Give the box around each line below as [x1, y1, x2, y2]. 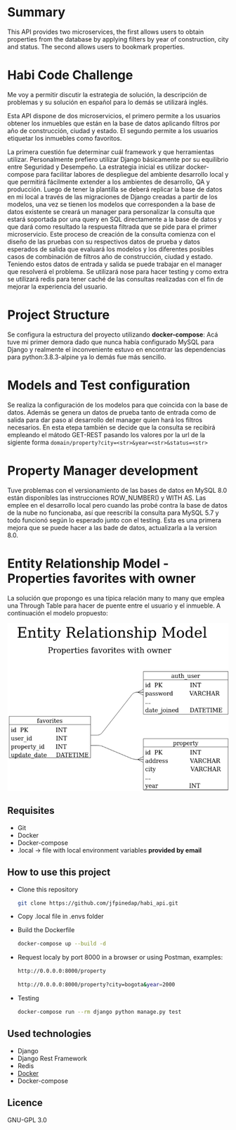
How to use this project [7, 867, 111, 879]
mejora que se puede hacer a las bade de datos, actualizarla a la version [7, 523, 217, 532]
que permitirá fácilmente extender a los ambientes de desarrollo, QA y [7, 177, 211, 186]
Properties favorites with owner [7, 570, 196, 586]
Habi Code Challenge [7, 68, 133, 83]
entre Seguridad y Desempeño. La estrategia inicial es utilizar [7, 163, 185, 171]
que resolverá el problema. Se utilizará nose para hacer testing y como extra [7, 267, 229, 275]
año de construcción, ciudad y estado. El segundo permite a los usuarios [7, 126, 218, 134]
